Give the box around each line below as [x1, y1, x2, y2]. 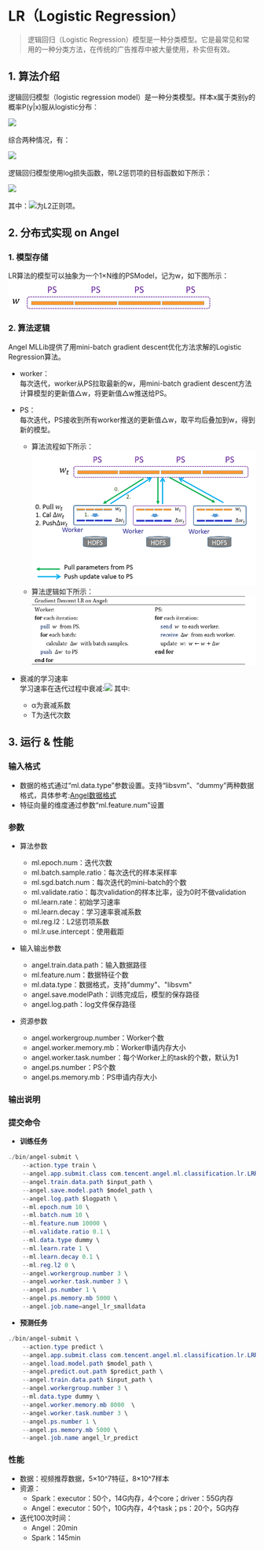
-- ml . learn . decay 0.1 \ [22, 1252, 101, 1260]
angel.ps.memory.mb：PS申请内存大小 [31, 1072, 157, 1082]
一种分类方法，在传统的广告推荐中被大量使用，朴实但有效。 [41, 44, 234, 54]
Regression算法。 [8, 352, 65, 361]
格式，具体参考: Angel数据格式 [19, 790, 116, 800]
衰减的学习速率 [19, 674, 68, 683]
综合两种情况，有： [8, 135, 71, 144]
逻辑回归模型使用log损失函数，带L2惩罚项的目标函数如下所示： [8, 168, 212, 177]
